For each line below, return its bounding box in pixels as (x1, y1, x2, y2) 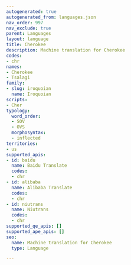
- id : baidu (6, 157, 35, 163)
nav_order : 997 (6, 20, 44, 25)
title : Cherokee (6, 42, 46, 48)
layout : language (6, 36, 49, 42)
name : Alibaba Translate (11, 185, 73, 190)
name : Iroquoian (11, 91, 51, 97)
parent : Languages (6, 31, 51, 37)
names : (6, 63, 22, 70)
